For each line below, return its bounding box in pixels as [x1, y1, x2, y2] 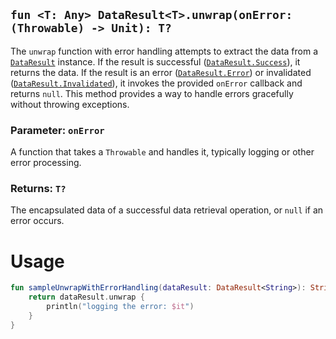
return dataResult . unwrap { [28, 292, 145, 303]
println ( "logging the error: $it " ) [46, 302, 195, 312]
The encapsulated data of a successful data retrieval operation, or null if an [10, 204, 324, 216]
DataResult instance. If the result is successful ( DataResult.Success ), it [10, 55, 301, 68]
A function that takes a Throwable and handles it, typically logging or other [10, 146, 315, 158]
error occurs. [10, 215, 65, 227]
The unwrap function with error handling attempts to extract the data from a [10, 45, 319, 57]
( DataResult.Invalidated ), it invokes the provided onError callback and [10, 77, 303, 89]
